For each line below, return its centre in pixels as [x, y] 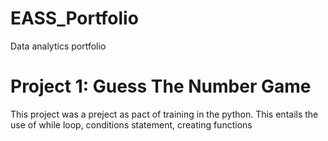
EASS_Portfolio [74, 18]
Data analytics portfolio [58, 46]
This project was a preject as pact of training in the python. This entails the [164, 114]
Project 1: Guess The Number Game [161, 86]
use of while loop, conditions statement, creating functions [131, 124]
